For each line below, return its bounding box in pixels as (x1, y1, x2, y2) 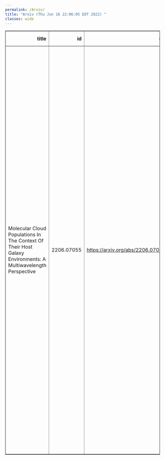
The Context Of (8, 237, 44, 244)
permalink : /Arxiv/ (5, 7, 45, 12)
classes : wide (5, 16, 34, 21)
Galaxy (8, 249, 25, 256)
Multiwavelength (8, 262, 47, 269)
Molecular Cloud (8, 225, 47, 232)
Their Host (8, 244, 33, 250)
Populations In (8, 231, 41, 238)
